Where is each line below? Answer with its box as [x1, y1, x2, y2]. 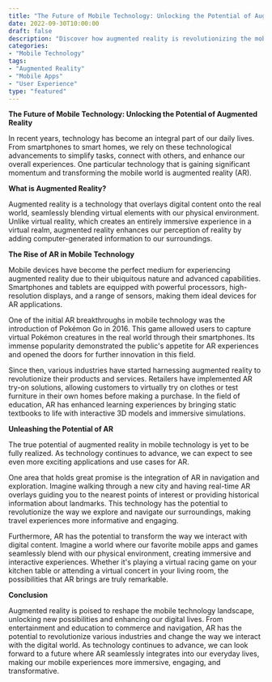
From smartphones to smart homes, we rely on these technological [8, 143, 232, 152]
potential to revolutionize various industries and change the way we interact [8, 632, 261, 642]
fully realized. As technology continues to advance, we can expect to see [8, 449, 253, 458]
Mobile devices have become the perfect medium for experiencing [8, 265, 231, 275]
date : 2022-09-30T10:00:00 [8, 19, 100, 28]
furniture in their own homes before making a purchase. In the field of [8, 391, 240, 401]
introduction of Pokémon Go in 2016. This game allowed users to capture [8, 324, 252, 334]
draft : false [8, 27, 53, 35]
